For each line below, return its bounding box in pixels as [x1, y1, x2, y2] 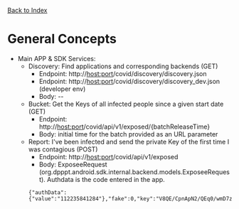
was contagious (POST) [28, 145, 98, 154]
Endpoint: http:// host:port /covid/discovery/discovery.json [38, 69, 208, 77]
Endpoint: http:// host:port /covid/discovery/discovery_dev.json [38, 77, 221, 85]
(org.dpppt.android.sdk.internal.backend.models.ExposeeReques [38, 167, 230, 176]
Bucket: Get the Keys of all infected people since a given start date [28, 100, 224, 108]
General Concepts [7, 31, 117, 47]
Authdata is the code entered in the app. [47, 175, 165, 183]
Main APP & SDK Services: [17, 54, 96, 63]
